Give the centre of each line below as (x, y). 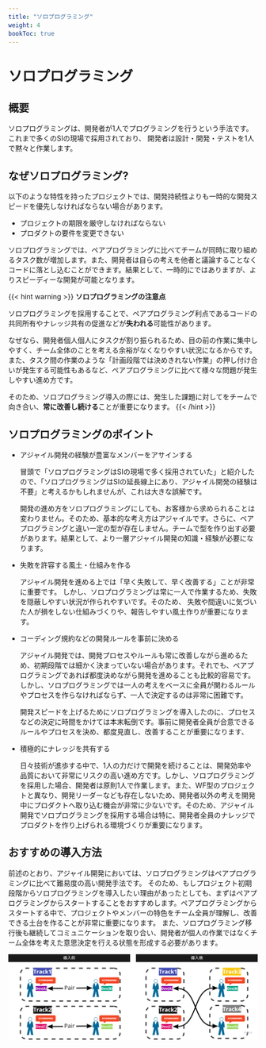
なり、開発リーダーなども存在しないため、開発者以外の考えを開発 (148, 795)
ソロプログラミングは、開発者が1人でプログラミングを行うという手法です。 (131, 129)
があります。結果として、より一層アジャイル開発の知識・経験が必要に (133, 538)
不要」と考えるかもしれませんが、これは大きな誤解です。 (113, 491)
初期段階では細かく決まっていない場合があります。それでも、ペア (141, 665)
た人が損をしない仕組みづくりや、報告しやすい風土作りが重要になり (131, 612)
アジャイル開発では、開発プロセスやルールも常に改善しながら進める (130, 655)
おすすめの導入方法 (55, 852)
